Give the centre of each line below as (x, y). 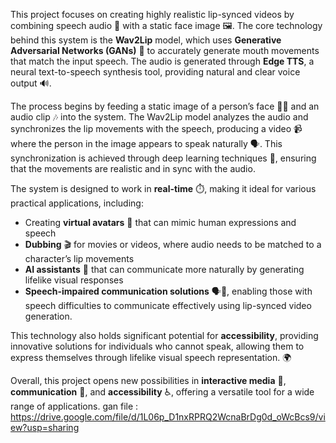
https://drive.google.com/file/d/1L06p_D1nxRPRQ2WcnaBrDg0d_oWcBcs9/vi (168, 417)
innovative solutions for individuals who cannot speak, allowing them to (157, 346)
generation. (48, 316)
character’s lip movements (79, 258)
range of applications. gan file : (74, 406)
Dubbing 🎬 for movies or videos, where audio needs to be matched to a (173, 244)
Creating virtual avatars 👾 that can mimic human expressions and (160, 222)
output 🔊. (31, 83)
